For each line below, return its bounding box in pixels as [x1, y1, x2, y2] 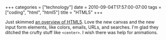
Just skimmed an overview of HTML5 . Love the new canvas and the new [5, 19, 155, 25]
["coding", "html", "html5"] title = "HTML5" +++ [5, 9, 103, 15]
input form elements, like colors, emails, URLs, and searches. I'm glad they [5, 24, 159, 30]
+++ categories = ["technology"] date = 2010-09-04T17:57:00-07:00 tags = [5, 4, 161, 10]
